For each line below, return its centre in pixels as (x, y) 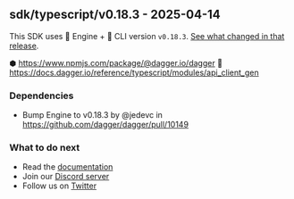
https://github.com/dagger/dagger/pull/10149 (105, 125)
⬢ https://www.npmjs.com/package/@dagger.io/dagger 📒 (116, 62)
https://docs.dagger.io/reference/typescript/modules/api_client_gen (134, 72)
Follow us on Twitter (59, 186)
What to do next (45, 148)
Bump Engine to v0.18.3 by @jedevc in (92, 115)
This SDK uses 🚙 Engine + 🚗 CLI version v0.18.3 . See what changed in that (147, 36)
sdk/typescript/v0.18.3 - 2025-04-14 (115, 15)
